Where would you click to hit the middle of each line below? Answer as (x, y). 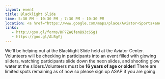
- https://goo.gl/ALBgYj (37, 37)
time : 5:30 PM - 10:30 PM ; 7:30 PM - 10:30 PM (55, 19)
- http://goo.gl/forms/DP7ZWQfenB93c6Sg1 (55, 32)
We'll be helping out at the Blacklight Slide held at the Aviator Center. (74, 50)
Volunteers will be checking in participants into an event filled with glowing (81, 56)
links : (12, 28)
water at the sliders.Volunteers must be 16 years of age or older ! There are (81, 66)
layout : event (20, 10)
